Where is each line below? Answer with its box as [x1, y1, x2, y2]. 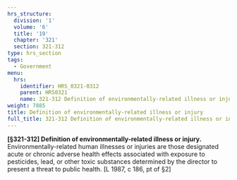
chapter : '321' [13, 37, 59, 44]
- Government [13, 63, 52, 70]
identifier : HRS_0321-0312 [20, 83, 99, 90]
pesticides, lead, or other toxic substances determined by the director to [7, 157, 217, 166]
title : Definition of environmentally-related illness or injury [7, 109, 203, 116]
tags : [7, 56, 23, 64]
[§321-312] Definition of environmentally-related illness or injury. [7, 135, 202, 143]
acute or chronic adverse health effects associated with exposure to [7, 150, 206, 158]
